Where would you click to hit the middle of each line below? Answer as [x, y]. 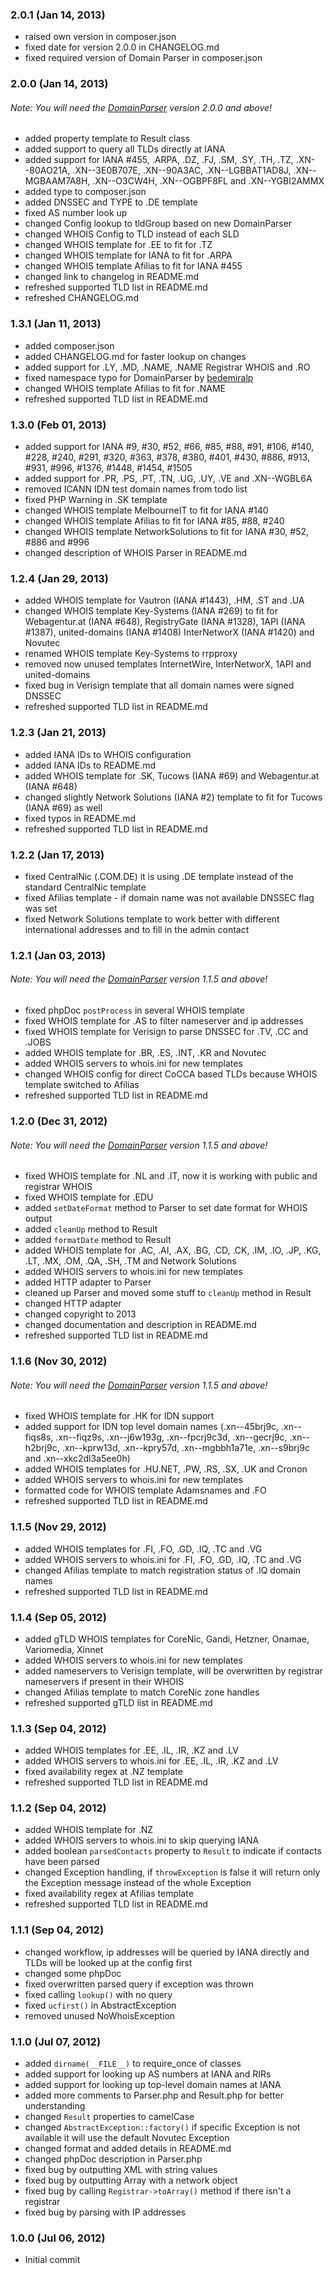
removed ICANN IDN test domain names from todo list [136, 489]
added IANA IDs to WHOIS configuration [108, 754]
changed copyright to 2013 [80, 1314]
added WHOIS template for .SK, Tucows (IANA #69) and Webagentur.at [172, 775]
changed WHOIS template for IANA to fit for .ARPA [128, 255]
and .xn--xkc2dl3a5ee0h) [77, 1459]
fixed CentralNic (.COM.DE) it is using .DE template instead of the [159, 876]
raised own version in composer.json [100, 37]
